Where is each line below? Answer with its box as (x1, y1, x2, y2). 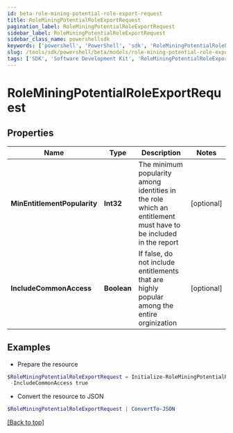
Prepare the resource (17, 360, 78, 368)
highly (138, 283, 159, 293)
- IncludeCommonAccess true (10, 380, 89, 387)
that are (138, 274, 164, 284)
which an (138, 202, 169, 212)
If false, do (138, 249, 173, 258)
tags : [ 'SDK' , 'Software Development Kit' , (7, 55, 135, 62)
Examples (7, 342, 51, 353)
